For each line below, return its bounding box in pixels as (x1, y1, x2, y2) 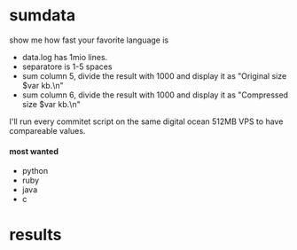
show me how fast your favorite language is (9, 35, 169, 45)
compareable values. (9, 125, 86, 136)
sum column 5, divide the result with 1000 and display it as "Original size (21, 70, 287, 81)
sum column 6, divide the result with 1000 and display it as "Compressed (21, 90, 289, 100)
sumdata (9, 5, 76, 26)
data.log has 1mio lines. (21, 51, 108, 62)
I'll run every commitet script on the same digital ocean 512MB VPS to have (9, 116, 284, 127)
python (21, 166, 49, 176)
